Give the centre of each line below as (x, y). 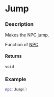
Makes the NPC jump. (27, 35)
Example (16, 79)
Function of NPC (22, 45)
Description (19, 24)
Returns (13, 56)
